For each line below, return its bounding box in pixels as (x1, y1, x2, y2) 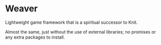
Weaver (5, 3, 38, 14)
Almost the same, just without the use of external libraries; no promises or (5, 29, 156, 35)
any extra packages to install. (5, 34, 65, 40)
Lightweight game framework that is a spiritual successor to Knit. (5, 19, 138, 25)
